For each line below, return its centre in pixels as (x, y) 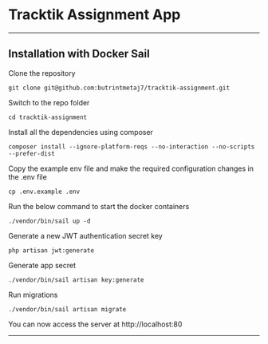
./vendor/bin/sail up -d (49, 221)
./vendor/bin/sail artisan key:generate (77, 280)
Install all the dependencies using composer (81, 132)
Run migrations (33, 295)
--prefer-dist (32, 153)
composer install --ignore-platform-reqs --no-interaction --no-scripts (132, 146)
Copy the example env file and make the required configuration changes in (131, 168)
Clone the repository (42, 73)
